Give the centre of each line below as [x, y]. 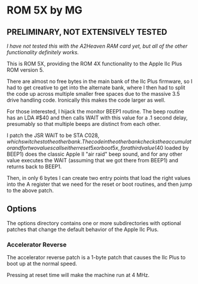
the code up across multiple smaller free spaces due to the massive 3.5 [93, 94]
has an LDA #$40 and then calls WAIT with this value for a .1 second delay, [97, 118]
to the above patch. [30, 191]
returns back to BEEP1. [34, 166]
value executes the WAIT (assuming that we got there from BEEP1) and [93, 160]
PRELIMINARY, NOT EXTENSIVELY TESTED [87, 32]
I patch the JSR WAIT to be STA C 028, [53, 135]
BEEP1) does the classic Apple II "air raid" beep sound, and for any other [95, 154]
